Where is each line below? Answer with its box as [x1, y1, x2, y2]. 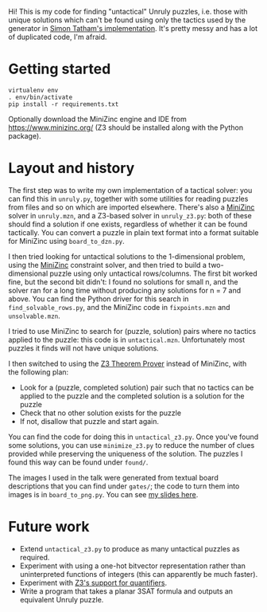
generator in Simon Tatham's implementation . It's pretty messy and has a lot [8, 24, 258, 33]
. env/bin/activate [8, 93, 73, 101]
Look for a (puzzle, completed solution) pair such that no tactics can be [19, 382, 254, 392]
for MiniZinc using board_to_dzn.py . [8, 236, 125, 245]
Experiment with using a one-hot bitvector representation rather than [19, 561, 246, 571]
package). [8, 131, 41, 140]
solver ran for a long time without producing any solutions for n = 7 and [8, 285, 242, 295]
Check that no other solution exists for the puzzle [19, 408, 181, 418]
